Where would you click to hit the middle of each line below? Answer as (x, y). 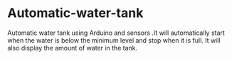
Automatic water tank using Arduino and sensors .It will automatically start (116, 33)
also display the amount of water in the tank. (72, 48)
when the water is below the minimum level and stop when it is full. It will (114, 40)
